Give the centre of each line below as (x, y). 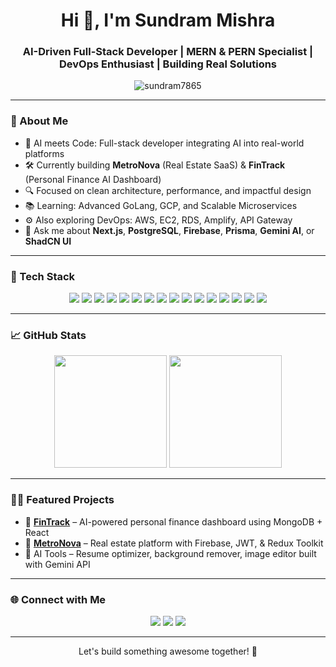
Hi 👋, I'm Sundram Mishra (168, 20)
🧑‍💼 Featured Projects (62, 500)
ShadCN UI (48, 241)
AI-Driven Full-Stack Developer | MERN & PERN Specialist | (168, 52)
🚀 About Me (39, 121)
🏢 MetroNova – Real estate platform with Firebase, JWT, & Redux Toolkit (174, 543)
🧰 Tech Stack (43, 276)
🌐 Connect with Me (58, 599)
